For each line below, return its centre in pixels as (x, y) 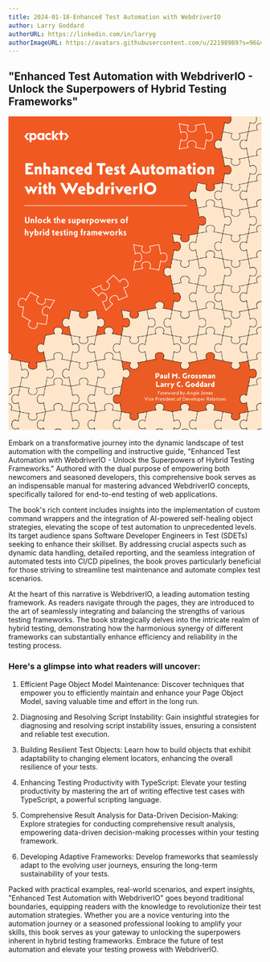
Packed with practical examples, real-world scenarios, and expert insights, (132, 889)
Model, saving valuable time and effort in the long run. (109, 701)
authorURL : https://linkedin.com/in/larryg (82, 34)
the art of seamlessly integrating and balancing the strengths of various (127, 611)
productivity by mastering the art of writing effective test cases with (132, 791)
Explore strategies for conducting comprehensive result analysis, (127, 823)
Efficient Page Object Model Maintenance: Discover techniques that (132, 684)
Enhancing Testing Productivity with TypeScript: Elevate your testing (133, 782)
